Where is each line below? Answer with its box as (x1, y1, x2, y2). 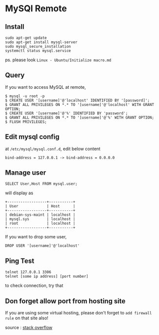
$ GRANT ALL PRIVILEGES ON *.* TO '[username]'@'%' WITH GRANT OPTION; (5, 115, 154, 120)
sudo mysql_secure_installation (5, 44, 71, 49)
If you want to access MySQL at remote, (5, 84, 86, 90)
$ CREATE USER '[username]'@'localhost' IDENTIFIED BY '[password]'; (5, 98, 150, 103)
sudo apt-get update (5, 35, 47, 40)
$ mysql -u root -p (5, 94, 45, 99)
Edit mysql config (5, 133, 60, 141)
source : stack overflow (5, 325, 53, 331)
